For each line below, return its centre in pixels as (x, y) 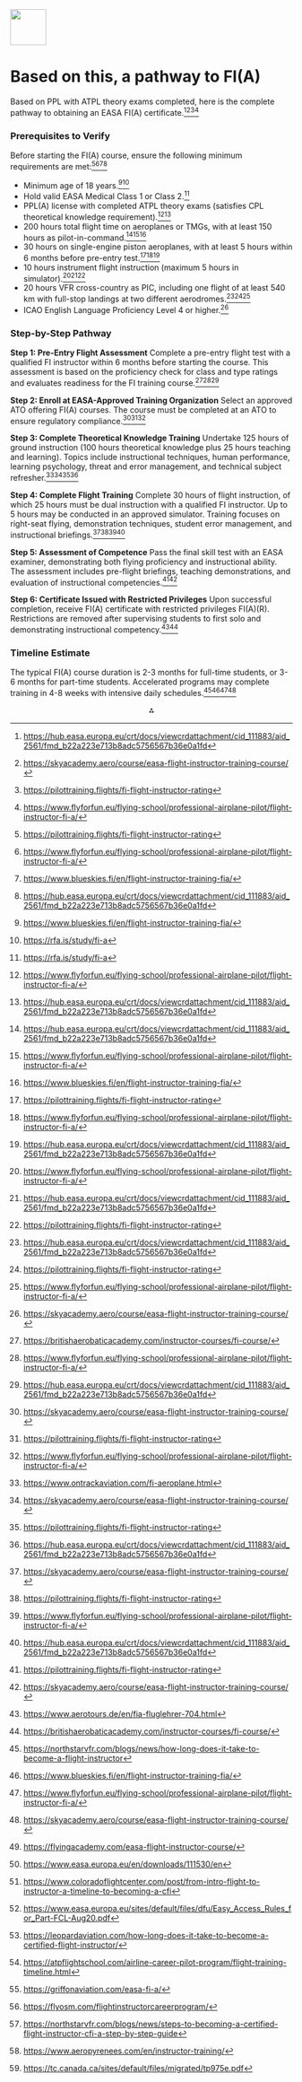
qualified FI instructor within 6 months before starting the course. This (139, 362)
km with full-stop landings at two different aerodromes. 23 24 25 (137, 298)
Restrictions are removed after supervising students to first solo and (136, 619)
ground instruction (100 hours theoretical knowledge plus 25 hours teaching (151, 448)
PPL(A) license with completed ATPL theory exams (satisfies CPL (143, 205)
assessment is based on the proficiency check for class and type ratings (144, 372)
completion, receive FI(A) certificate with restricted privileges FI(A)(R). (140, 609)
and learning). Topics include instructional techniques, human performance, (150, 457)
